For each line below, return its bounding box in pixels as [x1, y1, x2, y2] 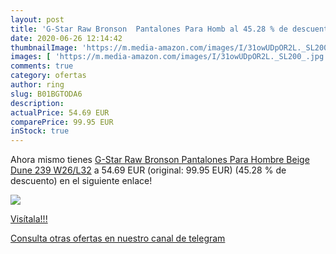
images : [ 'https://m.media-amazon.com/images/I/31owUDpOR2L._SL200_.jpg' [10, 52, 329, 62]
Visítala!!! [10, 213, 48, 225]
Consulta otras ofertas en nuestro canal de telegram [10, 232, 226, 245]
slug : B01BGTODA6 [10, 89, 83, 99]
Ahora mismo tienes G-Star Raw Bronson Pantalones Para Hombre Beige [10, 154, 310, 166]
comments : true [10, 61, 74, 71]
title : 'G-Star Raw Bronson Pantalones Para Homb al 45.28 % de [10, 24, 288, 34]
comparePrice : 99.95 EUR [10, 117, 114, 127]
